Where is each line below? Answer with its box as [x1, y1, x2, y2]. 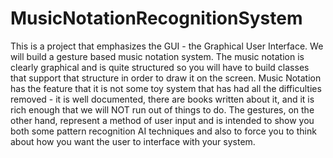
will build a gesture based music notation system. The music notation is [10, 50, 305, 62]
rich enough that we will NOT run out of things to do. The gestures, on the [10, 103, 315, 116]
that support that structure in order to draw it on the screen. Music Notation [10, 72, 322, 84]
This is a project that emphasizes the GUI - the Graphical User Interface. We [10, 40, 324, 52]
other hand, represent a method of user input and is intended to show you [10, 114, 315, 126]
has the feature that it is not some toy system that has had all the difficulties [10, 82, 322, 94]
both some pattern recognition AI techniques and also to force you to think [10, 125, 317, 137]
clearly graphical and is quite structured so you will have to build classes [10, 61, 310, 73]
